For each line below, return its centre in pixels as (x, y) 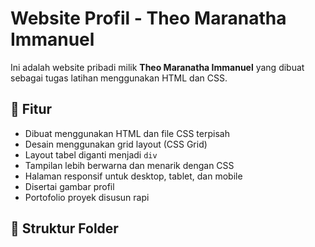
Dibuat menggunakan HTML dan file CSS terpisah (127, 133)
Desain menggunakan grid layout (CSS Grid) (116, 144)
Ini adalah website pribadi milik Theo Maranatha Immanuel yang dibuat (157, 67)
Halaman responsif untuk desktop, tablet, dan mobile (133, 176)
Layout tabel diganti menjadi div (91, 154)
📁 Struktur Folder (64, 228)
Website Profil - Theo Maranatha (148, 18)
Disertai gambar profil (69, 186)
